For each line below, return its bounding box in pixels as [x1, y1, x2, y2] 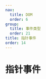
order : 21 [10, 31, 30, 36]
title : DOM [10, 12, 33, 17]
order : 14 [5, 41, 26, 46]
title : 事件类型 [10, 26, 41, 31]
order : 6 [10, 17, 28, 22]
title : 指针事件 [5, 36, 36, 41]
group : [5, 21, 19, 27]
